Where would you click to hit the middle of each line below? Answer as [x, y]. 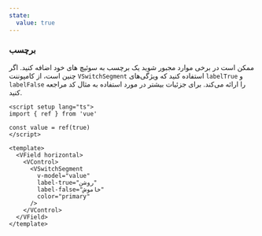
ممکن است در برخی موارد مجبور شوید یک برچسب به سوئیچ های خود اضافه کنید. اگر [132, 67]
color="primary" [64, 196]
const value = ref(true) [50, 127]
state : [20, 15]
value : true [36, 23]
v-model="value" [64, 175]
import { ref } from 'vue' [53, 114]
